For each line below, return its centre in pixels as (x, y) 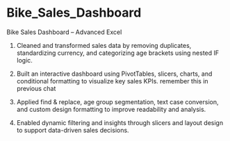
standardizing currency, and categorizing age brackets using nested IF (118, 53)
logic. (24, 60)
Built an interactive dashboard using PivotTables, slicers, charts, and (114, 74)
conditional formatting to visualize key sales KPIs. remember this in (113, 81)
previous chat (36, 88)
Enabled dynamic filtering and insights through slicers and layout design (120, 122)
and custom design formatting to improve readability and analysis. (111, 109)
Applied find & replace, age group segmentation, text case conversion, (117, 101)
